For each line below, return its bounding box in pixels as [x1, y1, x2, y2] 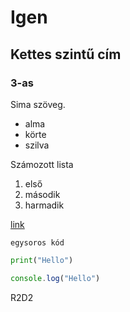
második [24, 188, 61, 200]
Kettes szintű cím [10, 46, 122, 63]
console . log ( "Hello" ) [10, 273, 101, 283]
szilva [24, 139, 50, 151]
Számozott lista [10, 158, 74, 170]
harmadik [24, 199, 65, 211]
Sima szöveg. [10, 98, 66, 110]
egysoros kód [10, 237, 65, 248]
